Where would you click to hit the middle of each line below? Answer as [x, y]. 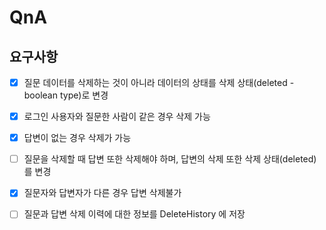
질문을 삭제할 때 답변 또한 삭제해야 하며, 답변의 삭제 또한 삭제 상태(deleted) [170, 159]
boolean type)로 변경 [66, 95]
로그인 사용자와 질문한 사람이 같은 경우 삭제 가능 [117, 117]
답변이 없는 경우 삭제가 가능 [77, 138]
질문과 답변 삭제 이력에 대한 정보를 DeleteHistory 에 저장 [134, 214]
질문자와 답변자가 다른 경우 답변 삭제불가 [102, 193]
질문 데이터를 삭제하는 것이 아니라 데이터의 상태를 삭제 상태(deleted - [159, 82]
